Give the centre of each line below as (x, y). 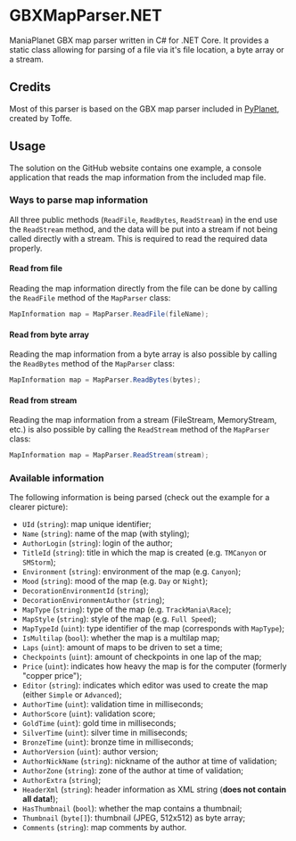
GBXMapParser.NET (86, 16)
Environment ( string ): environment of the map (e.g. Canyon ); (132, 572)
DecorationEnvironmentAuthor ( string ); (93, 600)
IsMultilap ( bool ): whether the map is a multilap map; (121, 638)
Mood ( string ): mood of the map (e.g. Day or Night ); (115, 581)
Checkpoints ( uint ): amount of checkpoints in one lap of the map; (142, 657)
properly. (26, 248)
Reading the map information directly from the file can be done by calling (144, 289)
